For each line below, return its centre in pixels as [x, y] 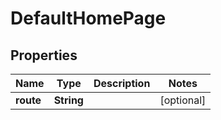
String [68, 100]
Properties [44, 55]
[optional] [183, 100]
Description [122, 83]
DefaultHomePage [88, 18]
